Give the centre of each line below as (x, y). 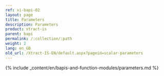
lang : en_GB (18, 48)
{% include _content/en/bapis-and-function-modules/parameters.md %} (82, 68)
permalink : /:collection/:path (39, 39)
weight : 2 (16, 44)
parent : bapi (19, 34)
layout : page (19, 15)
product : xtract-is (26, 29)
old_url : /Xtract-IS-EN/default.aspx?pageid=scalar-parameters (74, 53)
